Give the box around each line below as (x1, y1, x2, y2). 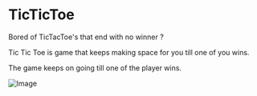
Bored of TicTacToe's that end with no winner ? (8, 32, 165, 42)
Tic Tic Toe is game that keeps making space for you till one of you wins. (8, 47, 250, 57)
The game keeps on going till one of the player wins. (8, 62, 182, 73)
